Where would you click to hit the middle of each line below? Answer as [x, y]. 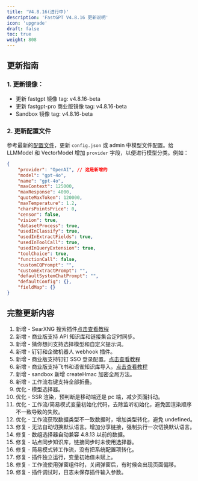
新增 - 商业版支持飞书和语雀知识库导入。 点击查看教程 [82, 366]
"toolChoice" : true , [43, 254]
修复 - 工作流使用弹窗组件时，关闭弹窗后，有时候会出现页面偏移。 [97, 464]
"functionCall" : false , [48, 259]
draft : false [23, 29]
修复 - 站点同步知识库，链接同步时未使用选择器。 [76, 442]
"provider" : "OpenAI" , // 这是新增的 [63, 169]
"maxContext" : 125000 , [46, 187]
